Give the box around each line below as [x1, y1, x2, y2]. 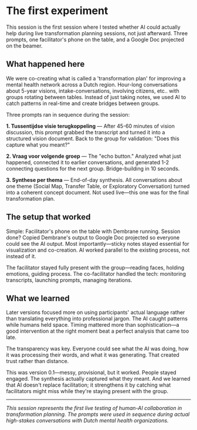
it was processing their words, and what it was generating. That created [6, 351, 180, 358]
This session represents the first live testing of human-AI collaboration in [6, 405, 182, 412]
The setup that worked [6, 212, 91, 222]
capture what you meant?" [6, 141, 70, 148]
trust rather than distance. [6, 358, 69, 365]
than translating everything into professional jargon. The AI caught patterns [6, 315, 188, 322]
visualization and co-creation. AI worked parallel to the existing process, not [6, 246, 190, 253]
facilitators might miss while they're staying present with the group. [6, 388, 169, 395]
